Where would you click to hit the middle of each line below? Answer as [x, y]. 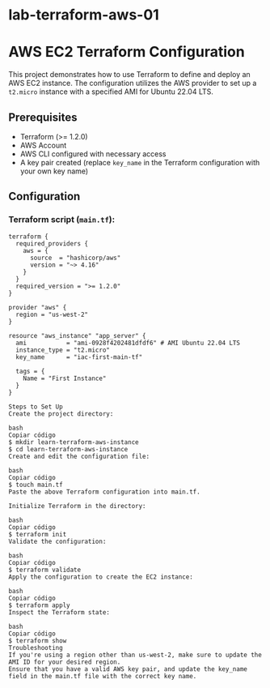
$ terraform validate [45, 570]
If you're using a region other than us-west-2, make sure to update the [135, 655]
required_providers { [52, 244]
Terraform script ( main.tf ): [62, 220]
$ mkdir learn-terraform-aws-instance [74, 442]
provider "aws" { [38, 307]
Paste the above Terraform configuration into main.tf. [104, 492]
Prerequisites [43, 117]
